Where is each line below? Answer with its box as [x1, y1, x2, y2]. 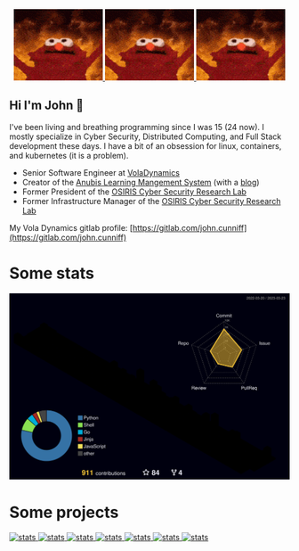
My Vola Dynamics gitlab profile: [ [9, 222, 133, 233]
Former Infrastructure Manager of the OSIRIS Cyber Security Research [21, 195, 281, 206]
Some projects [9, 503, 119, 522]
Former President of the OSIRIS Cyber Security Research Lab [21, 186, 247, 197]
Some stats [9, 263, 95, 284]
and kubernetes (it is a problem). [9, 150, 129, 160]
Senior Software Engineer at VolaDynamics [21, 167, 181, 177]
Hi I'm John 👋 [9, 98, 85, 113]
